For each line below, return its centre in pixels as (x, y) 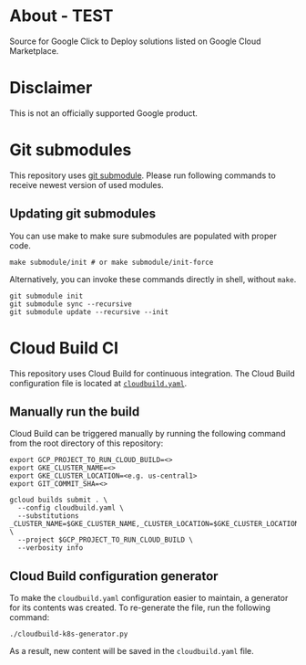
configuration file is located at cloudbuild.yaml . (98, 383)
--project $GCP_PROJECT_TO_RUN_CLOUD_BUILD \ (106, 540)
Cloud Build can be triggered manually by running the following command (148, 434)
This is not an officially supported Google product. (104, 113)
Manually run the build (75, 412)
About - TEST (61, 16)
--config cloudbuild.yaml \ (71, 508)
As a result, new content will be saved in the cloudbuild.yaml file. (132, 651)
